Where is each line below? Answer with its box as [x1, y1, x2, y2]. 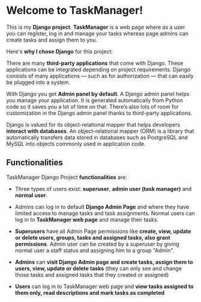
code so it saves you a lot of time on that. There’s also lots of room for [6, 103, 179, 110]
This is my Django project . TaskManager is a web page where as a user [6, 23, 185, 31]
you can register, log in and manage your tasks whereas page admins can [6, 29, 189, 37]
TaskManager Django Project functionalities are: [6, 174, 127, 181]
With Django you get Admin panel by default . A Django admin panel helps [6, 90, 190, 97]
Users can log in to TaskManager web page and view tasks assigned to [14, 283, 194, 290]
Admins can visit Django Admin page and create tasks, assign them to [14, 258, 193, 265]
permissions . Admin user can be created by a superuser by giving [14, 240, 180, 247]
